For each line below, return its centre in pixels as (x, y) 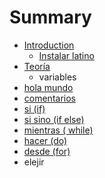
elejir (34, 162)
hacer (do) (45, 140)
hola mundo (48, 87)
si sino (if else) (54, 119)
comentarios (49, 98)
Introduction (49, 45)
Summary (50, 17)
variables (57, 77)
